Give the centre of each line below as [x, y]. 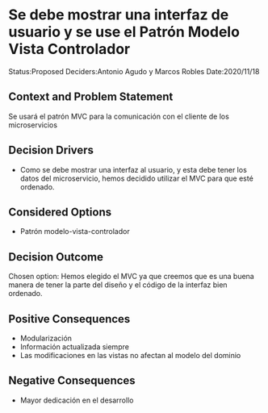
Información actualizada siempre [74, 347]
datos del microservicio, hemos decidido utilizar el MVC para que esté [137, 178]
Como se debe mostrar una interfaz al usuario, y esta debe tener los [134, 169]
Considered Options [60, 212]
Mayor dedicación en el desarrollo [77, 400]
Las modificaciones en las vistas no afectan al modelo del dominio [130, 355]
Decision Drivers [51, 150]
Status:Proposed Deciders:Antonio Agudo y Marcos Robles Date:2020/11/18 [134, 71]
